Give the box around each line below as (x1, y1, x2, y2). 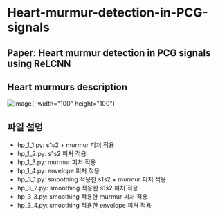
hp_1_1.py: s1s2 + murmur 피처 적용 (17, 141, 115, 149)
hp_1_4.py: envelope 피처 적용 (17, 167, 100, 175)
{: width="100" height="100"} (31, 99, 116, 108)
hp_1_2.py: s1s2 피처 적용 (17, 150, 87, 158)
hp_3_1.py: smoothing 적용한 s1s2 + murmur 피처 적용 (17, 175, 167, 184)
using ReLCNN (7, 57, 71, 70)
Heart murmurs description (7, 81, 128, 92)
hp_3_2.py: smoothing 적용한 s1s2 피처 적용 (17, 184, 138, 193)
